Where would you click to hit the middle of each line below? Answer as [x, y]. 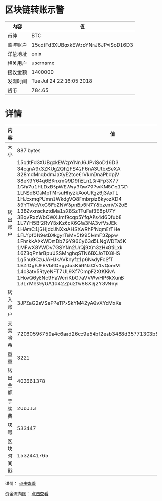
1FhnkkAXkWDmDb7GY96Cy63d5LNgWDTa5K [72, 241]
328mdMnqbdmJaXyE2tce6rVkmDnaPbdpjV [68, 174]
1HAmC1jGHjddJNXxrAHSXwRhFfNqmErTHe [69, 229]
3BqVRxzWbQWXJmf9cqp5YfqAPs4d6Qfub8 [69, 217]
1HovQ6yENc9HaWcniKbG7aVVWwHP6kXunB [71, 278]
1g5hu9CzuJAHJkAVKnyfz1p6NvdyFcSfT [65, 259]
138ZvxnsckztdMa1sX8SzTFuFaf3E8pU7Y [66, 211]
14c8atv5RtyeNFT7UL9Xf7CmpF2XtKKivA [66, 271]
